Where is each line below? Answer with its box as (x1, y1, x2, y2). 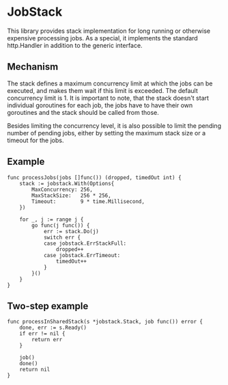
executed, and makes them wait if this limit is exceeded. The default (7, 86, 198, 94)
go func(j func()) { (31, 222, 90, 229)
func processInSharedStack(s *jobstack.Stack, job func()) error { (7, 319, 203, 326)
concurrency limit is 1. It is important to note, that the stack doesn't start (7, 94, 210, 102)
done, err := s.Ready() (19, 324, 87, 332)
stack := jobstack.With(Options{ (19, 180, 115, 187)
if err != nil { (19, 330, 66, 337)
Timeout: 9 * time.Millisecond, (31, 198, 145, 205)
